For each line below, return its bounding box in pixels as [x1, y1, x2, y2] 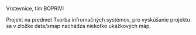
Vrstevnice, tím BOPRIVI [6, 5, 64, 12]
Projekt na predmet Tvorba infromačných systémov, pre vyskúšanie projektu [6, 16, 190, 23]
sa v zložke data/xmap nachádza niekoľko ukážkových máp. [6, 23, 151, 29]
